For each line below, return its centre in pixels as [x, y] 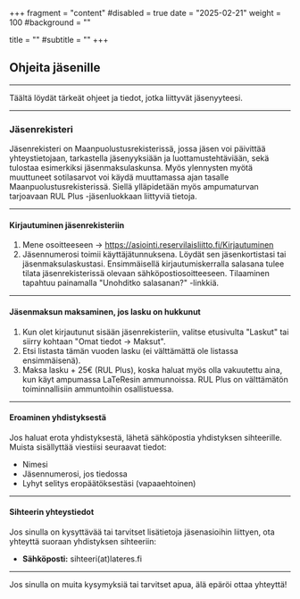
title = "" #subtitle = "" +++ [59, 40]
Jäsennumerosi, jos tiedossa [75, 474]
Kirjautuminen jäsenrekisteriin [67, 225]
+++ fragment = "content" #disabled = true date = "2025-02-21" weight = [145, 13]
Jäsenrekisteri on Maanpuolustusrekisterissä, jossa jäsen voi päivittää [137, 149]
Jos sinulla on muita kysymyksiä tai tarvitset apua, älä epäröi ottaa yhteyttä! [148, 584]
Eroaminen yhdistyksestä [58, 418]
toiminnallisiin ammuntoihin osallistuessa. [98, 389]
